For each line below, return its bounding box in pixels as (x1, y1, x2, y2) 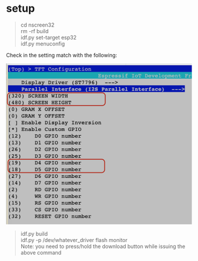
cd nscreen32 (20, 21, 55, 28)
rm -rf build (20, 27, 49, 34)
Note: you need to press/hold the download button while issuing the (20, 243, 186, 250)
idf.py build (20, 230, 48, 237)
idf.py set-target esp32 (20, 34, 77, 41)
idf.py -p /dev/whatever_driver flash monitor (20, 236, 128, 243)
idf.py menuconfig (20, 40, 65, 47)
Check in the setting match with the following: (6, 51, 117, 58)
